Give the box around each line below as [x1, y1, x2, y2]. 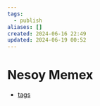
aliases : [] [7, 23, 42, 30]
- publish [13, 17, 42, 24]
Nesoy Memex [7, 67, 94, 83]
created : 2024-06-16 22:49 [7, 30, 87, 37]
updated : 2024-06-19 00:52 [7, 37, 87, 44]
